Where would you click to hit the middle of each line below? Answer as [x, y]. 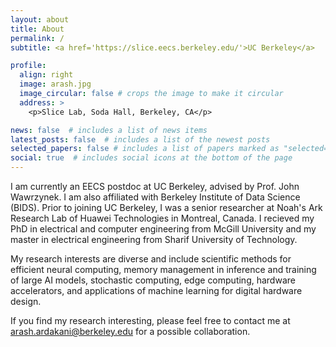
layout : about [40, 19]
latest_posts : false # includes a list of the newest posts [140, 139]
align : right [46, 75]
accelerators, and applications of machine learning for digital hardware [156, 290]
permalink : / [37, 38]
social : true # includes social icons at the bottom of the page [151, 158]
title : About [37, 29]
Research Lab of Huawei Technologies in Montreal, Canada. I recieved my [162, 218]
